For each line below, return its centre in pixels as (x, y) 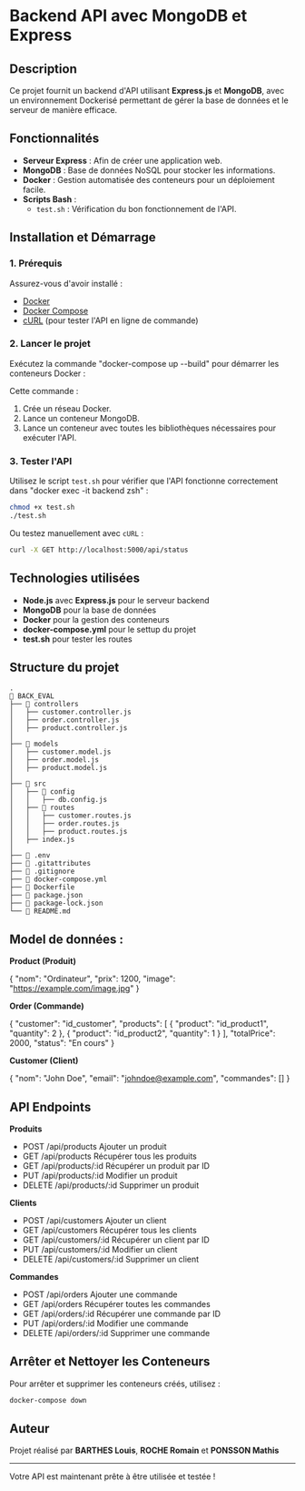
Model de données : (67, 939)
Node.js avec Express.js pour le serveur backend (116, 600)
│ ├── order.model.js (54, 760)
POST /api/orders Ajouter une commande (100, 1294)
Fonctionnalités (54, 139)
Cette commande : (44, 390)
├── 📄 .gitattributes (50, 864)
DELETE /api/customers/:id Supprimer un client (111, 1259)
